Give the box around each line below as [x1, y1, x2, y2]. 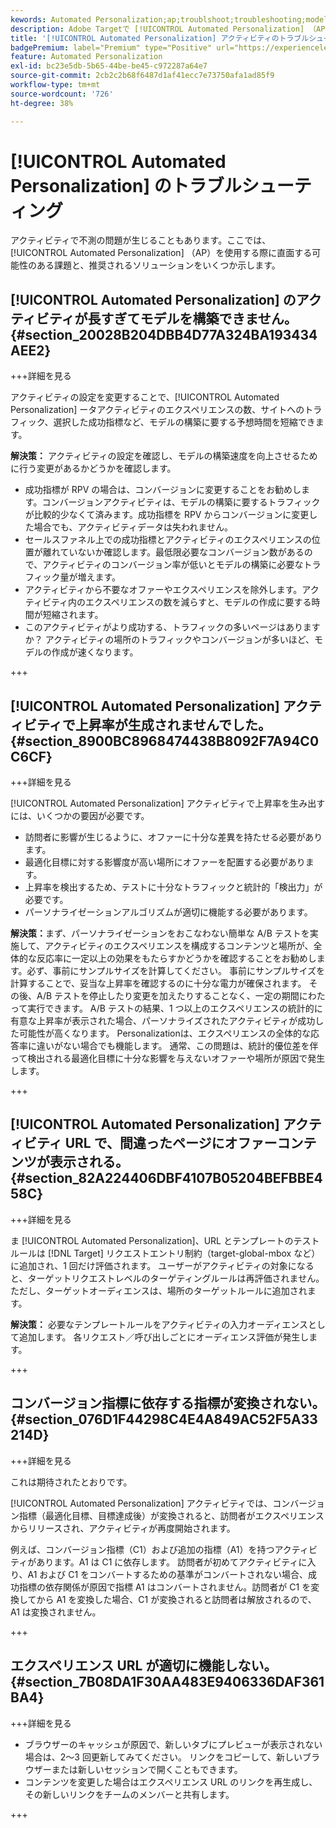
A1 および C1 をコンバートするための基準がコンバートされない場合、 [27, 1568, 309, 1580]
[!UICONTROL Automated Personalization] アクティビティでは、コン [10, 1497, 291, 1509]
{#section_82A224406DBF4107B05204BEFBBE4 [10, 1170, 323, 1187]
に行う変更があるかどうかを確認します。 [10, 462, 177, 475]
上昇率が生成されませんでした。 [74, 716, 272, 733]
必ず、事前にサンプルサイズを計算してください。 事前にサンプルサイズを [26, 965, 326, 977]
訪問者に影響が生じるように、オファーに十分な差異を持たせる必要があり [24, 831, 323, 843]
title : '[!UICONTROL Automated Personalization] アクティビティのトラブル [10, 33, 310, 43]
